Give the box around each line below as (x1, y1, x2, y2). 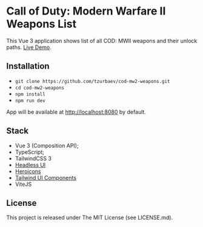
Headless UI (15, 161, 46, 168)
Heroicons (15, 168, 41, 175)
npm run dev (15, 97, 45, 104)
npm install (15, 91, 45, 97)
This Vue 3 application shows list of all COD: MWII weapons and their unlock (6, 37, 198, 44)
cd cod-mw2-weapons (15, 85, 65, 91)
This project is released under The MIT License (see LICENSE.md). (6, 214, 173, 222)
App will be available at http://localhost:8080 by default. (6, 108, 147, 116)
